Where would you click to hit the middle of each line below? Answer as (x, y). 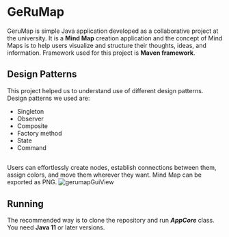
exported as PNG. (32, 182)
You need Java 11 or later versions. (56, 227)
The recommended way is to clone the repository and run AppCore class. (111, 220)
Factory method (39, 133)
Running (26, 204)
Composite (32, 126)
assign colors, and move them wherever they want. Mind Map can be (104, 175)
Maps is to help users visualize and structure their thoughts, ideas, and (107, 45)
